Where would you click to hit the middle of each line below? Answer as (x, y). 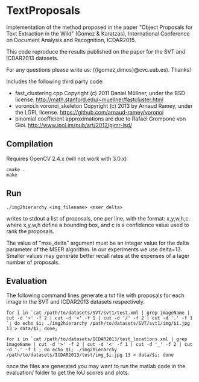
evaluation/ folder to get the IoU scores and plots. (68, 373)
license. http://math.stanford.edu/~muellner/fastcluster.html (89, 99)
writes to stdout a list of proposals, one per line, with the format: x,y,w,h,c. (98, 218)
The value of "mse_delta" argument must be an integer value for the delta (98, 243)
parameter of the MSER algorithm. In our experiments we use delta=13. (94, 249)
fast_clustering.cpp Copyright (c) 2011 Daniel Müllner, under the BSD (100, 93)
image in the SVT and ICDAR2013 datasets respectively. (76, 302)
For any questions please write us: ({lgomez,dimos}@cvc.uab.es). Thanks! (99, 69)
